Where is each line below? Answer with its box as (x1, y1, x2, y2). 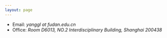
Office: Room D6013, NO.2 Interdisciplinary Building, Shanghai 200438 (12, 26, 162, 33)
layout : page (5, 7, 33, 13)
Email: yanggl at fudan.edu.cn (12, 21, 76, 27)
